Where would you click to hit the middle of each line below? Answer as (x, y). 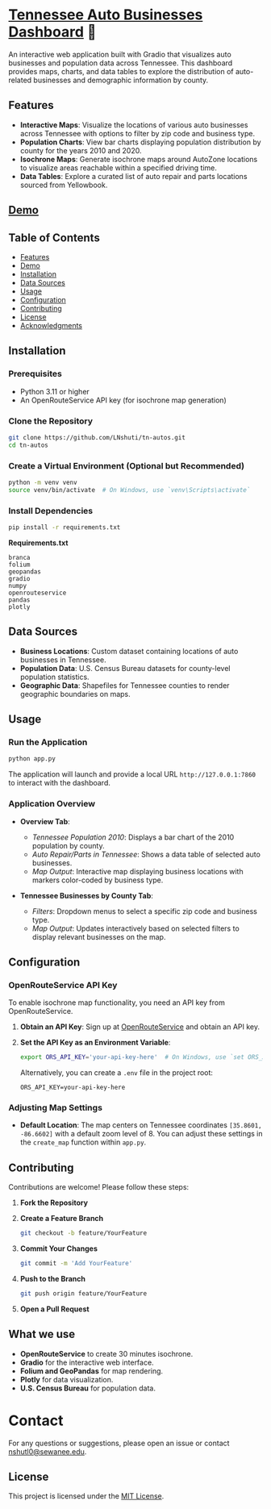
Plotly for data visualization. (67, 1379)
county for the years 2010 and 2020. (81, 150)
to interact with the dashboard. (60, 783)
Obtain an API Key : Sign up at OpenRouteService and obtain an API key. (140, 1027)
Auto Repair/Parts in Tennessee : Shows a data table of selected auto (146, 854)
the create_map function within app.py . (83, 1142)
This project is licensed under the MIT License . (86, 1496)
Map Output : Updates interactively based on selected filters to (135, 928)
